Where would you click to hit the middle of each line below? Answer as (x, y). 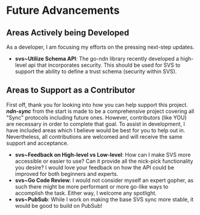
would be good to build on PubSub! (59, 205)
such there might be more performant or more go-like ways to (92, 186)
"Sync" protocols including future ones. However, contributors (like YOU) (97, 117)
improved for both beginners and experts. (66, 174)
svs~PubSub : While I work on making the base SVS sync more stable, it (104, 199)
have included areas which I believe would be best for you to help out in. (96, 130)
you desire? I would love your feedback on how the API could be (94, 167)
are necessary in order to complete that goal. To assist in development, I (95, 124)
